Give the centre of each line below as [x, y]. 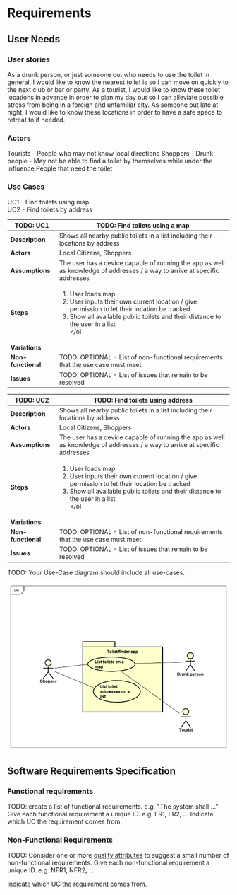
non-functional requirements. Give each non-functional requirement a [109, 863]
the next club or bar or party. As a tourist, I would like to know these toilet [114, 89]
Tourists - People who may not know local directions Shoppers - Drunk [110, 154]
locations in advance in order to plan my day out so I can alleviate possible [115, 97]
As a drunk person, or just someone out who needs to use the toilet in [109, 74]
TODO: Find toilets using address [143, 400]
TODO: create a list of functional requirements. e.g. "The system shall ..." [113, 807]
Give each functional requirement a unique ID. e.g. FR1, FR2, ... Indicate [110, 814]
